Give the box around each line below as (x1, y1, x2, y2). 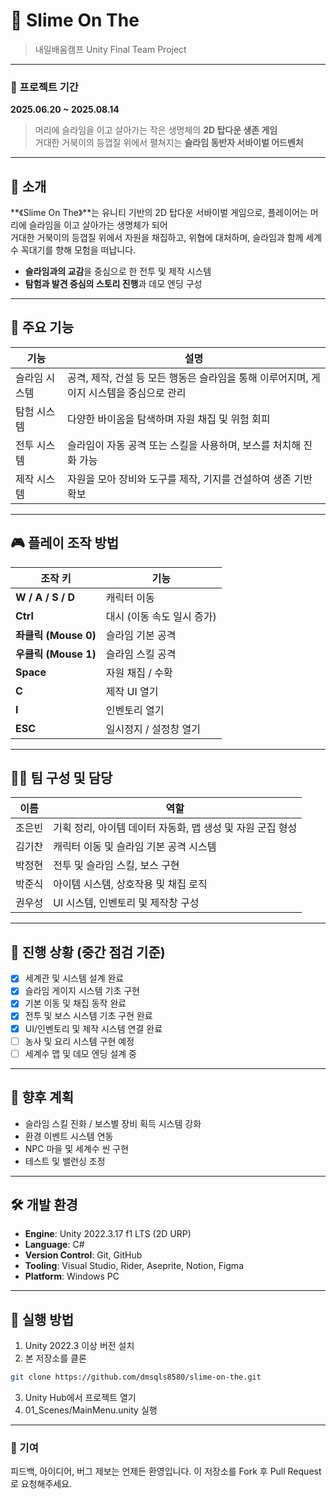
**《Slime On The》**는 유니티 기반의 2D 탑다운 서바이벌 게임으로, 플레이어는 (10, 207, 308, 219)
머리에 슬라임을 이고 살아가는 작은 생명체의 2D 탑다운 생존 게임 (34, 124, 278, 136)
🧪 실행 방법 (10, 1311, 75, 1328)
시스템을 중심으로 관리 (88, 385, 187, 399)
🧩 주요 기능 (10, 319, 75, 336)
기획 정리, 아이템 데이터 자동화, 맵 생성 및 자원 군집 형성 (53, 821, 298, 835)
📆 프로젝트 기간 (10, 80, 79, 94)
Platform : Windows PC (24, 1270, 120, 1283)
